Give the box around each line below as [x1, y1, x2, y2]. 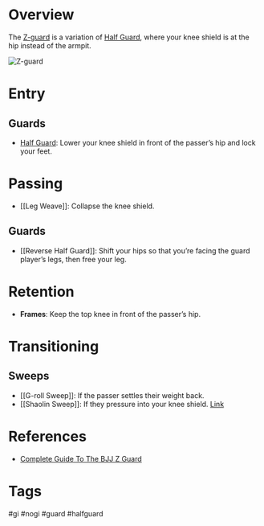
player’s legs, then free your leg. [19, 254, 127, 264]
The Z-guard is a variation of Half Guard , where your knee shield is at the [8, 32, 250, 42]
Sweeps [8, 369, 50, 383]
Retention [8, 282, 75, 301]
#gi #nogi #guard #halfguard [8, 508, 104, 518]
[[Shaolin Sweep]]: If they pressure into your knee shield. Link [19, 399, 225, 409]
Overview [8, 6, 75, 24]
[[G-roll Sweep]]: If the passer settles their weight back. [19, 390, 205, 400]
